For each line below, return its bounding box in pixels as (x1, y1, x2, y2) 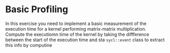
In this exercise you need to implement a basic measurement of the (5, 20, 147, 26)
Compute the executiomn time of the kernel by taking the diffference (5, 31, 150, 37)
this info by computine (5, 42, 53, 48)
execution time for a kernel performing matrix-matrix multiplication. (5, 25, 147, 32)
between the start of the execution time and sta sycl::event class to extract (5, 37, 165, 43)
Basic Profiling (5, 4, 68, 15)
